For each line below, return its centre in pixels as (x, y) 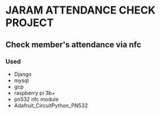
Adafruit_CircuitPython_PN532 (51, 105)
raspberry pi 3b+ (34, 93)
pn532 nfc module (36, 99)
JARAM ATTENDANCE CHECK (81, 10)
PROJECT (30, 23)
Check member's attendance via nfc (73, 45)
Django (23, 74)
